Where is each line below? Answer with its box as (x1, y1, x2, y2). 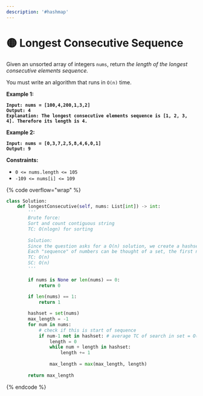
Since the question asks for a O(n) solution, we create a (28, 243, 180, 249)
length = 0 (49, 338, 77, 344)
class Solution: (6, 198, 47, 204)
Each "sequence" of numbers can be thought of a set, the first (28, 249, 193, 255)
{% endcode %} (6, 383, 47, 391)
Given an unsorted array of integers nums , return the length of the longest (6, 60, 188, 67)
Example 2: (6, 129, 35, 136)
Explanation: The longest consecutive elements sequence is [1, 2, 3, (6, 113, 188, 119)
